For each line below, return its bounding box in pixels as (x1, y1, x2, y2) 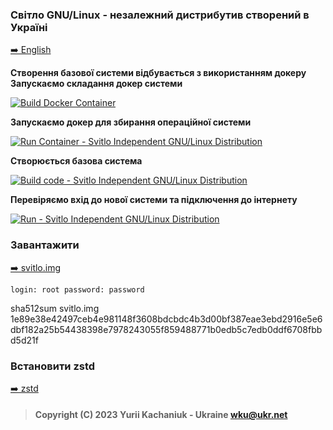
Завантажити (10, 238, 80, 252)
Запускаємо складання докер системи (10, 78, 183, 90)
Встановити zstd (10, 359, 96, 373)
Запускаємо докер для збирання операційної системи (10, 116, 252, 128)
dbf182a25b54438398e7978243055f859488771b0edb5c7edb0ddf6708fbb (10, 323, 323, 335)
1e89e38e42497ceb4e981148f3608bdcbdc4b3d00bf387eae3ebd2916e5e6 (10, 313, 323, 325)
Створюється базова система (10, 155, 143, 167)
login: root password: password (10, 284, 145, 295)
